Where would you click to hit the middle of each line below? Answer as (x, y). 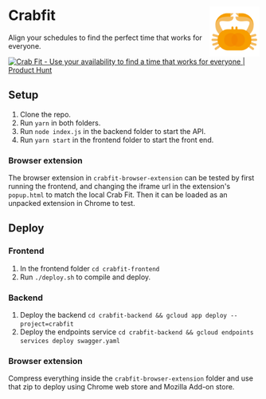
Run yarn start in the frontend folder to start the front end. (117, 140)
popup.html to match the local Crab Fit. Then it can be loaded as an (118, 195)
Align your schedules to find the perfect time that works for (106, 38)
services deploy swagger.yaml (70, 342)
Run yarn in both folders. (60, 123)
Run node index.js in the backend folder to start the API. (113, 131)
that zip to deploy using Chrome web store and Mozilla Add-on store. (121, 387)
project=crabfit (47, 324)
